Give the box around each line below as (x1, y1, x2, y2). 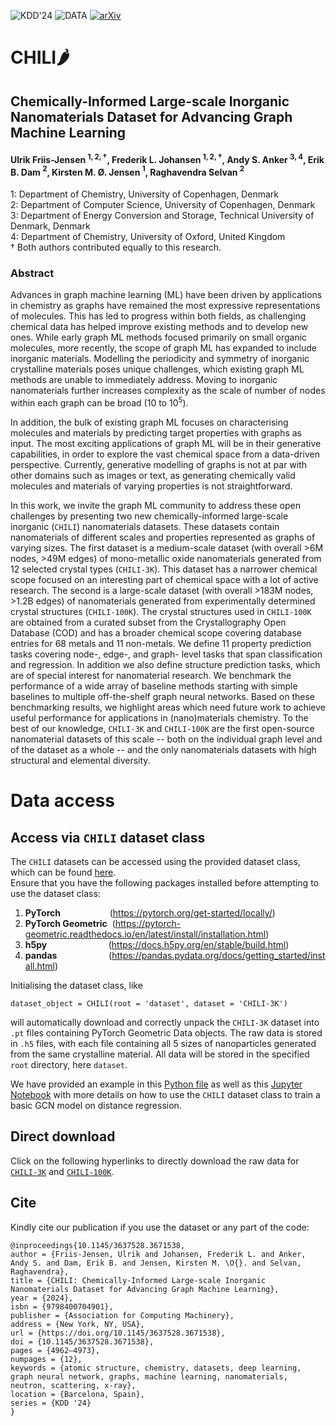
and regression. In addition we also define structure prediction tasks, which (10, 659, 321, 671)
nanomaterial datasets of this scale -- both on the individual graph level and (10, 733, 323, 745)
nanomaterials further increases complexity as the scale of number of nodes (10, 385, 326, 397)
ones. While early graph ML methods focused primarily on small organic (10, 331, 308, 344)
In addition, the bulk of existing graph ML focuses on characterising (10, 416, 289, 429)
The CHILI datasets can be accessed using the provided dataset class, (10, 856, 301, 868)
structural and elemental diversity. (10, 755, 151, 767)
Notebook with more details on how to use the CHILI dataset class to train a (10, 1089, 321, 1101)
